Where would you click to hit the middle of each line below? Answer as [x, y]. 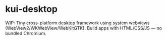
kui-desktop [32, 9]
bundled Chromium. [26, 33]
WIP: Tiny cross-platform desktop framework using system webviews [77, 23]
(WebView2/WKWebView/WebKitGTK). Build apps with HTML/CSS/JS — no [84, 28]
